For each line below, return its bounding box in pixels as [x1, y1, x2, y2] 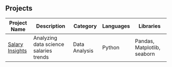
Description [36, 23, 66, 30]
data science [33, 40, 64, 48]
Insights [8, 47, 27, 54]
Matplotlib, [135, 43, 161, 51]
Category [73, 23, 97, 30]
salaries [33, 47, 52, 54]
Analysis [73, 47, 94, 54]
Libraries [138, 23, 161, 30]
